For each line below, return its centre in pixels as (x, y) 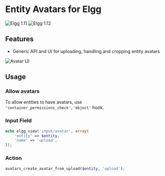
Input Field (18, 121)
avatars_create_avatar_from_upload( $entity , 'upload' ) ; (65, 168)
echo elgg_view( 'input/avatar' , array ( (47, 131)
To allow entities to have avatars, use (44, 102)
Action (14, 158)
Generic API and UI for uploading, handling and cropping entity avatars (86, 51)
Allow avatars (22, 91)
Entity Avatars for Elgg (53, 9)
